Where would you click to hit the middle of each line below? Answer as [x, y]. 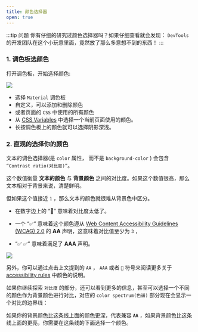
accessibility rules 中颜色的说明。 [47, 275]
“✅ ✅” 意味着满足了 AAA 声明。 [54, 244]
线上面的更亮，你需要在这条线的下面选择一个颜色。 [69, 323]
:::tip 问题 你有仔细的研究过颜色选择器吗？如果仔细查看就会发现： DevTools [98, 35]
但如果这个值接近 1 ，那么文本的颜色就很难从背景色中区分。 [80, 198]
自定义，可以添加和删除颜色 [49, 104]
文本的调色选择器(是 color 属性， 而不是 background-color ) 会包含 [88, 158]
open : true [20, 17]
